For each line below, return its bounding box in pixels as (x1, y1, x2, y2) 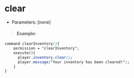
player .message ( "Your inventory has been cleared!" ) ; (17, 59, 130, 64)
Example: (16, 30, 36, 36)
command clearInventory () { (4, 41, 60, 47)
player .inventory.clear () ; (17, 55, 73, 60)
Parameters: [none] (11, 19, 51, 25)
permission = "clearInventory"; (13, 46, 79, 51)
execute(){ (13, 50, 36, 55)
